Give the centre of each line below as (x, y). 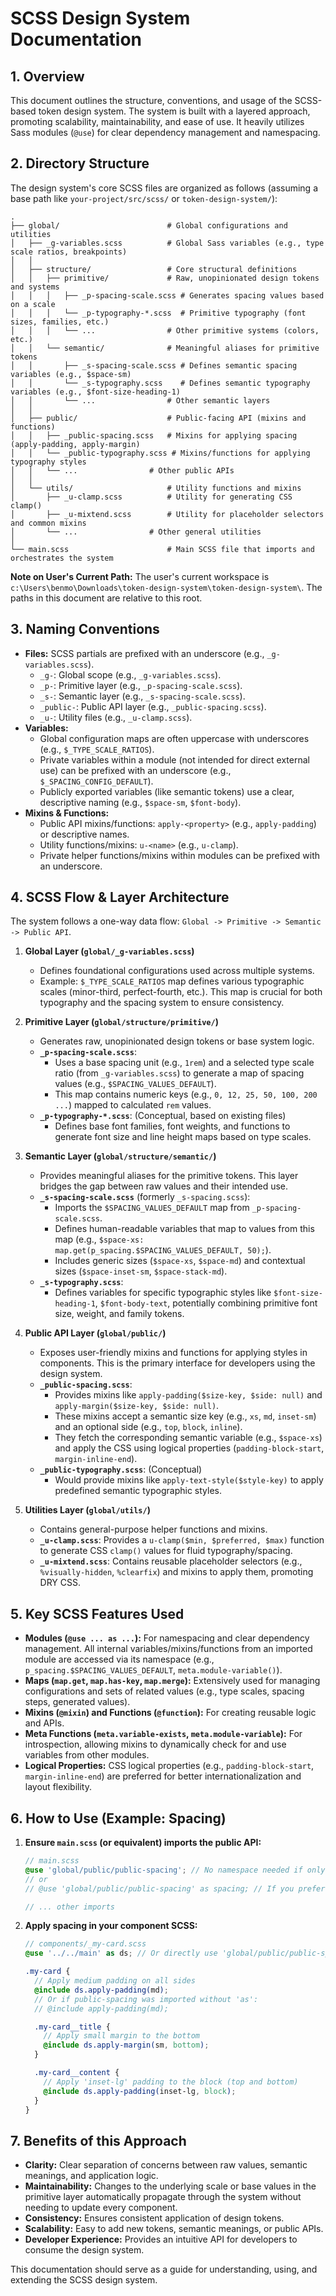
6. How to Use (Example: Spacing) (118, 1818)
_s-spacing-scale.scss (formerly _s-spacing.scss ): (145, 1197)
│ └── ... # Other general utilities (136, 532)
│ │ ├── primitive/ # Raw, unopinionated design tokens (165, 278)
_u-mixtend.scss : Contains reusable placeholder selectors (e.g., (171, 1561)
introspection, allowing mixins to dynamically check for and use (155, 1744)
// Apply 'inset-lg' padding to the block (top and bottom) (171, 2082)
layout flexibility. (58, 1787)
